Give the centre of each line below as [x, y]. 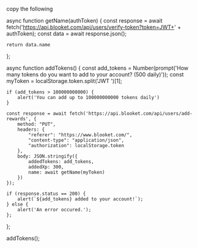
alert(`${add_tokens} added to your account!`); [80, 199]
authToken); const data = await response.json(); [67, 34]
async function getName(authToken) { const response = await [85, 20]
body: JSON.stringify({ [48, 156]
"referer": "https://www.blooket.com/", [80, 135]
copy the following [30, 9]
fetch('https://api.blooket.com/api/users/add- [131, 114]
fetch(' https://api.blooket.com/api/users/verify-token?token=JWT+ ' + [94, 27]
